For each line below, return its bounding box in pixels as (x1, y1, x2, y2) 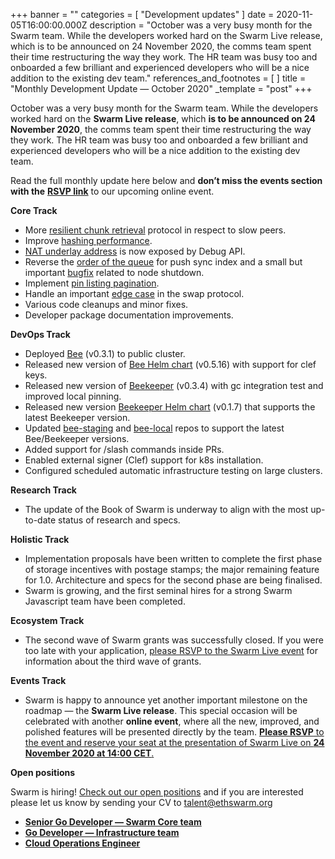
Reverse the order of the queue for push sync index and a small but (24, 256, 303, 268)
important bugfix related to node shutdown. (24, 267, 205, 278)
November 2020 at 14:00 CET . (24, 747, 155, 759)
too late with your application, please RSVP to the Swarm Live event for (24, 645, 319, 656)
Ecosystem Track (10, 615, 85, 626)
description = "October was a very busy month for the (89, 19, 313, 31)
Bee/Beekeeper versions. (24, 433, 130, 444)
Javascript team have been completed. (24, 595, 186, 607)
